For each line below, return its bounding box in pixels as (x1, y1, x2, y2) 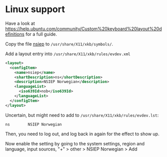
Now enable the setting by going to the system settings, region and (5, 140, 145, 146)
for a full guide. (25, 31, 57, 37)
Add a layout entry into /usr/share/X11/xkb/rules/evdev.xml (5, 51, 131, 57)
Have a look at (5, 20, 35, 26)
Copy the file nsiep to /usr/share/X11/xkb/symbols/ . (5, 41, 114, 47)
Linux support (5, 4, 65, 15)
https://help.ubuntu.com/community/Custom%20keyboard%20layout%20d (5, 25, 162, 31)
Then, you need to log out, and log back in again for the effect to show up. (5, 131, 160, 137)
